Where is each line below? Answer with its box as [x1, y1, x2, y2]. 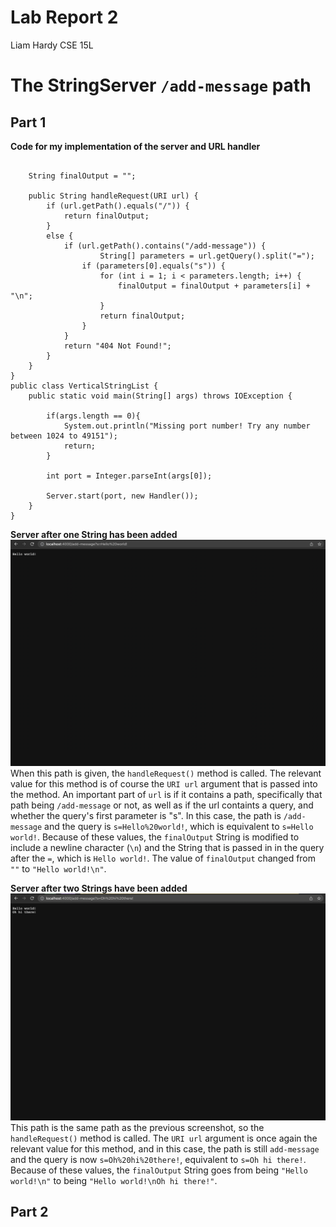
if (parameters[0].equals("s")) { [81, 261, 226, 271]
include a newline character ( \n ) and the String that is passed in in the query [10, 842, 325, 854]
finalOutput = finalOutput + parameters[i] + [117, 281, 311, 291]
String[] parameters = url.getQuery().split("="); [99, 251, 315, 261]
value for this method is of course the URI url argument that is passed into [10, 778, 318, 790]
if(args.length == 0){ [46, 411, 141, 421]
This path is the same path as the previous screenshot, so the [10, 1121, 265, 1133]
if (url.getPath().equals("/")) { [46, 201, 190, 211]
